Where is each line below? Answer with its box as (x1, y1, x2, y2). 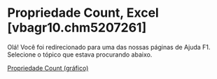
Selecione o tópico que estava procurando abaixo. (7, 50, 153, 59)
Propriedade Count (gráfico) (7, 64, 89, 72)
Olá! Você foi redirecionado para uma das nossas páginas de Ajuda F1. (7, 43, 211, 51)
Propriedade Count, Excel (7, 5, 159, 21)
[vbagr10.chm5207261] (7, 20, 147, 36)
